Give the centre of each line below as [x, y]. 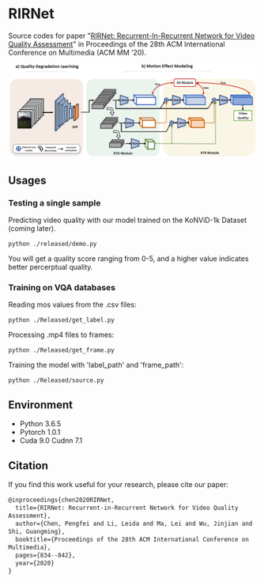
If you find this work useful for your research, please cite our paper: [119, 484]
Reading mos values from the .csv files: [72, 304]
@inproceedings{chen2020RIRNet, [61, 500]
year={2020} [35, 563]
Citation [28, 465]
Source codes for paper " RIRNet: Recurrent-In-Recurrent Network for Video [132, 36]
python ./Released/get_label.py [61, 320]
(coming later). [32, 229]
